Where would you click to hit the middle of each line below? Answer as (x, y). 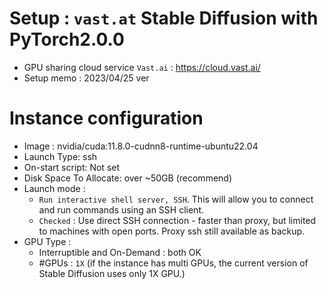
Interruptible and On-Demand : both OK (120, 252)
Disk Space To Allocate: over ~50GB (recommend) (128, 178)
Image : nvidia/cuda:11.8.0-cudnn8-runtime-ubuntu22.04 (141, 146)
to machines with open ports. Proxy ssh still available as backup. (172, 231)
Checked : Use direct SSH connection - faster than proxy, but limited (177, 220)
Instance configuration (106, 118)
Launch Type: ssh (60, 156)
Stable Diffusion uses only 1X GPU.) (112, 273)
